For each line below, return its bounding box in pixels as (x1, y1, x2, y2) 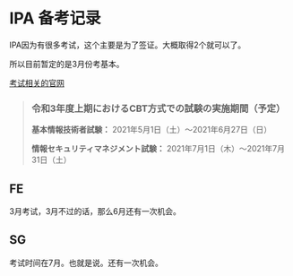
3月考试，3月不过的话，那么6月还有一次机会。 (9, 206, 181, 217)
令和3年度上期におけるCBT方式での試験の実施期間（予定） (30, 102, 286, 115)
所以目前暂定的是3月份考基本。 (9, 58, 125, 69)
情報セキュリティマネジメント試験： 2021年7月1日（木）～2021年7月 (30, 143, 285, 154)
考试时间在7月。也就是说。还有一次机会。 (9, 257, 163, 268)
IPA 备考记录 (9, 8, 101, 29)
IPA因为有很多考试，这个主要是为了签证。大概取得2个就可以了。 (9, 39, 246, 50)
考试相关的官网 (9, 77, 65, 88)
